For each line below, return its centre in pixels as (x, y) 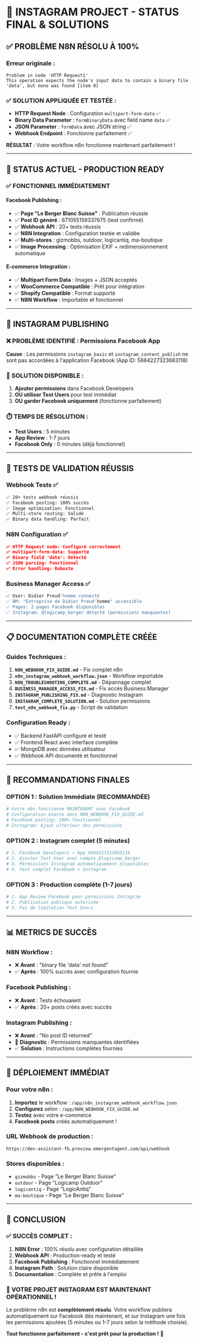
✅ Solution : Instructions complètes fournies (69, 1048)
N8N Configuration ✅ (37, 534)
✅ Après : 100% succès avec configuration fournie (76, 972)
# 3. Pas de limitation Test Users (50, 908)
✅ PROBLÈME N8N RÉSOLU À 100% (73, 46)
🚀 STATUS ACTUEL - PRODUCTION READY (85, 169)
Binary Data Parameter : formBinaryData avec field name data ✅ (93, 120)
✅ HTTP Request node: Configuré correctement (63, 547)
